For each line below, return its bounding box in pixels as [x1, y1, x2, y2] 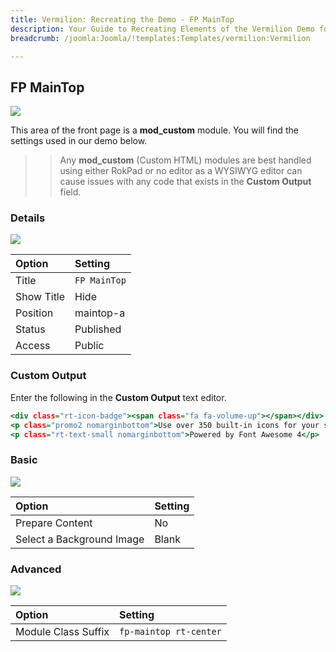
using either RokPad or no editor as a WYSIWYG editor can [59, 165, 303, 177]
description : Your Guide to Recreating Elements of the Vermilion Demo [10, 24, 315, 34]
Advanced [10, 562, 62, 576]
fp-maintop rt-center [119, 626, 222, 637]
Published [74, 322, 122, 336]
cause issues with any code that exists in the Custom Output [59, 176, 312, 188]
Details [10, 211, 46, 225]
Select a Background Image [15, 532, 145, 546]
